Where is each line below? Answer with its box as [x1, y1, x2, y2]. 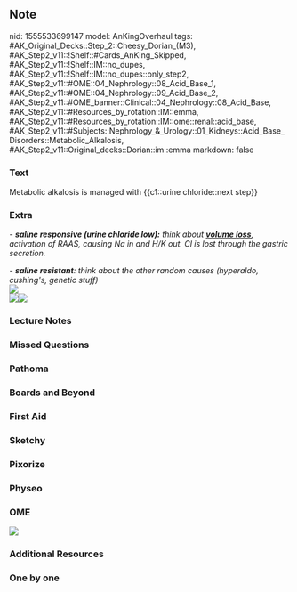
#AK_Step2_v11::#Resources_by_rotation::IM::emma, [9, 106, 199, 117]
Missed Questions [9, 338, 90, 351]
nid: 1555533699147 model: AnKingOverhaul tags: [9, 30, 193, 41]
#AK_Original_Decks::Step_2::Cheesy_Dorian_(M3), [9, 40, 197, 51]
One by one [9, 572, 60, 584]
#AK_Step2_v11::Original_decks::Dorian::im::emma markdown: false [9, 144, 254, 155]
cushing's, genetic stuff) [9, 275, 99, 286]
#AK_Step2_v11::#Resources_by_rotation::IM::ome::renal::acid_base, [9, 116, 257, 126]
